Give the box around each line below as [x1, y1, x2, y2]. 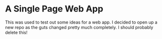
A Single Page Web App [5, 3, 104, 14]
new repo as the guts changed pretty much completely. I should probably [5, 24, 154, 30]
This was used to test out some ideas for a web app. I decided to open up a [5, 19, 158, 25]
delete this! [5, 29, 28, 35]
